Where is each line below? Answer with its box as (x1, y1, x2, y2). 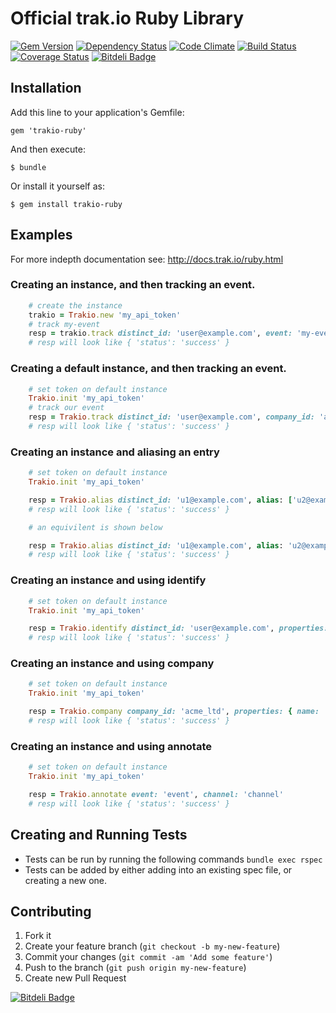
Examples (10, 227, 73, 244)
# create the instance (28, 300, 123, 311)
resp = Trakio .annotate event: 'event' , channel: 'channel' (28, 789, 284, 799)
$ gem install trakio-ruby (10, 199, 123, 209)
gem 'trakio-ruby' (10, 125, 87, 136)
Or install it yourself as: (10, 180, 105, 192)
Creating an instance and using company (10, 657, 215, 671)
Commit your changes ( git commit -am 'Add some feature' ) (24, 951, 273, 963)
